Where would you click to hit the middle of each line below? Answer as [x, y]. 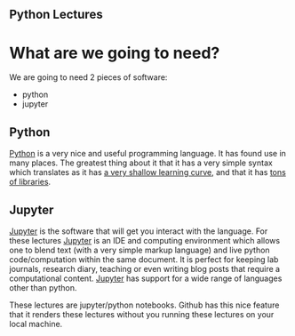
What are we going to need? [115, 53]
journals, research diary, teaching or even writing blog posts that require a [145, 268]
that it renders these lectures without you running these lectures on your [142, 314]
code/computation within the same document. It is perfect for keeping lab [144, 259]
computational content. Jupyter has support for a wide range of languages [146, 278]
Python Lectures [56, 15]
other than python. [43, 287]
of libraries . [30, 182]
